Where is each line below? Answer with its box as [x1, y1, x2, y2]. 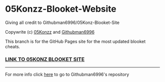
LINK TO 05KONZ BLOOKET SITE [5, 56, 85, 62]
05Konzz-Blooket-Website [5, 3, 117, 15]
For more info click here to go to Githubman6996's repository [5, 72, 129, 78]
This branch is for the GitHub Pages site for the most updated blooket [5, 38, 146, 44]
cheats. [5, 43, 21, 49]
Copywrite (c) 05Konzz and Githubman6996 [5, 29, 95, 35]
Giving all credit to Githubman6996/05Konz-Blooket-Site [5, 20, 120, 25]
